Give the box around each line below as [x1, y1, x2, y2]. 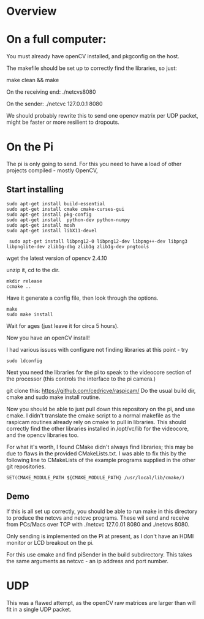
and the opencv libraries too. [6, 431, 79, 439]
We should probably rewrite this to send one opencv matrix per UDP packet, [6, 112, 199, 120]
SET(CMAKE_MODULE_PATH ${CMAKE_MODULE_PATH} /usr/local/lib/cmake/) [6, 474, 185, 480]
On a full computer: [6, 32, 107, 47]
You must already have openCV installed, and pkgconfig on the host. [6, 53, 179, 60]
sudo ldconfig [6, 357, 43, 364]
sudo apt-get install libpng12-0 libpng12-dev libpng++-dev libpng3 [9, 238, 188, 245]
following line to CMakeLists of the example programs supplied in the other [6, 456, 196, 463]
